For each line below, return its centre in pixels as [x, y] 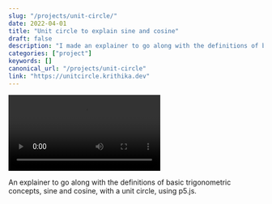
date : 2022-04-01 [38, 23]
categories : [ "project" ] [50, 53]
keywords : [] [30, 62]
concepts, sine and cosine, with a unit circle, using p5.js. [102, 190]
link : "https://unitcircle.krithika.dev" [79, 76]
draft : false [30, 38]
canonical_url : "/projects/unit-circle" [78, 69]
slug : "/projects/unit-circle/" [63, 16]
